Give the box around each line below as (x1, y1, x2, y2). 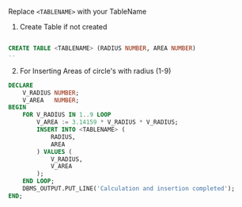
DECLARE (8, 81, 34, 90)
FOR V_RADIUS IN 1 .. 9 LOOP (22, 111, 112, 119)
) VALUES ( (36, 148, 73, 155)
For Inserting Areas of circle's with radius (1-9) (19, 66, 172, 75)
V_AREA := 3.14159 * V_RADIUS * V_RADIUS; (36, 118, 179, 126)
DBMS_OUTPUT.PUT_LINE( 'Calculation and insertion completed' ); (22, 185, 236, 193)
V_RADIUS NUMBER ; (22, 89, 80, 97)
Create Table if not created (19, 22, 108, 31)
